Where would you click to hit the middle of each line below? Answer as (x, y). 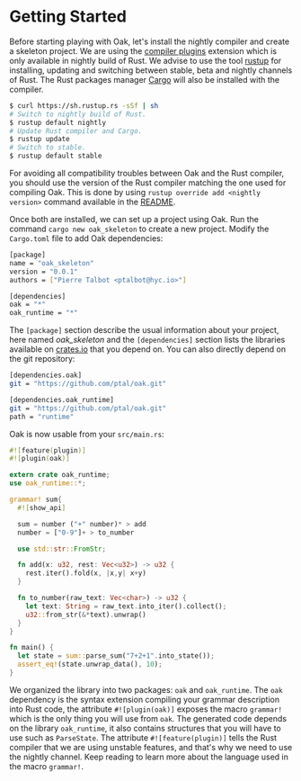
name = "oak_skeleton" (52, 263)
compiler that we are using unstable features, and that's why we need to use (151, 747)
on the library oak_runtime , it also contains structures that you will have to (145, 728)
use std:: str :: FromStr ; (62, 549)
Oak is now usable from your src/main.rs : (87, 434)
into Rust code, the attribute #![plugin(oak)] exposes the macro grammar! (146, 709)
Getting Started (68, 17)
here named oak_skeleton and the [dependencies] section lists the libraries (147, 340)
